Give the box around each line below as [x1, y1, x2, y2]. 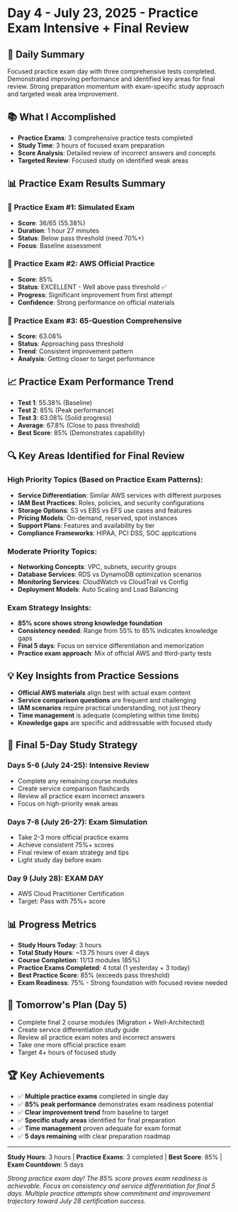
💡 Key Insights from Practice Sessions [7, 669, 179, 682]
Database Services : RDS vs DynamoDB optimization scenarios [17, 570, 202, 578]
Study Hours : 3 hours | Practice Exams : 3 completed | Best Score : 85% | [7, 1152, 222, 1161]
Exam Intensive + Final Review [7, 20, 190, 36]
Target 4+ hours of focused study [17, 1048, 117, 1057]
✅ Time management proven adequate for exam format [17, 1123, 181, 1133]
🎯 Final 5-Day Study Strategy [7, 739, 138, 751]
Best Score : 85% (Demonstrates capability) [17, 428, 145, 437]
